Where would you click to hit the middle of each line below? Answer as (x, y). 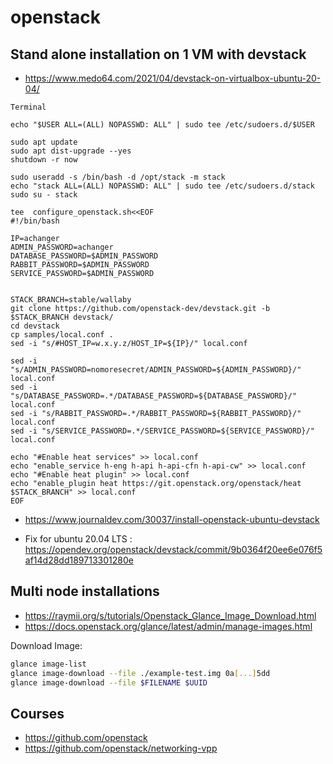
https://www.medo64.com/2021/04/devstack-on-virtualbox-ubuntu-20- (173, 78)
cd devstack (35, 326)
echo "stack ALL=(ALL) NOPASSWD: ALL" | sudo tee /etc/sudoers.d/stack (162, 186)
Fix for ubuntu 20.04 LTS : (78, 539)
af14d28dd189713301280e (79, 560)
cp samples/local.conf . (62, 335)
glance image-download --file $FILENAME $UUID (109, 682)
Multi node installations (85, 591)
